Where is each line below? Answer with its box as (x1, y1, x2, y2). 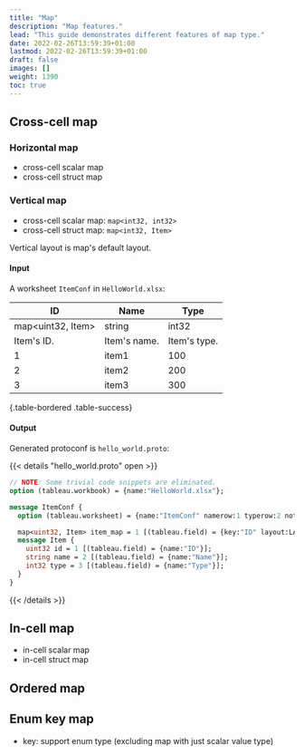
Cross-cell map (9, 114, 98, 130)
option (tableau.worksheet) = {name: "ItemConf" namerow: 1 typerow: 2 (17, 511, 281, 520)
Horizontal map (9, 141, 79, 154)
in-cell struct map (22, 654, 89, 665)
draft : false (9, 55, 59, 64)
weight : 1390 (9, 73, 59, 82)
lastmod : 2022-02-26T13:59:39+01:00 (9, 47, 147, 56)
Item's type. (167, 334, 219, 347)
